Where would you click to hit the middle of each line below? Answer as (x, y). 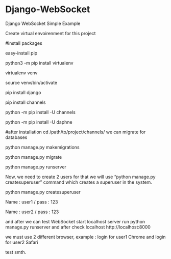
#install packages (24, 43)
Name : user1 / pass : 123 (32, 202)
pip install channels (26, 102)
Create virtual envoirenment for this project (51, 33)
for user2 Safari (22, 242)
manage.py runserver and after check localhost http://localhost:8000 (78, 227)
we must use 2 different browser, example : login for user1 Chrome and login (86, 237)
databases (16, 137)
